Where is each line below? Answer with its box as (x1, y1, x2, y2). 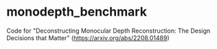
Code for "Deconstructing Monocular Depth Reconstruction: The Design (6, 27, 211, 35)
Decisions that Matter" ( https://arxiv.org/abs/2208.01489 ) (6, 33, 170, 42)
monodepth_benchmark (6, 4, 147, 20)
